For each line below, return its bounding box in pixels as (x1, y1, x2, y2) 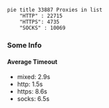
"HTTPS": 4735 (19, 19, 60, 25)
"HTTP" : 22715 (19, 12, 63, 19)
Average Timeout (7, 57, 58, 65)
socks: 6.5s (16, 95, 50, 103)
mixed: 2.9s (16, 73, 51, 81)
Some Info (7, 40, 43, 50)
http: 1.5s (16, 80, 43, 89)
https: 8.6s (16, 87, 48, 96)
